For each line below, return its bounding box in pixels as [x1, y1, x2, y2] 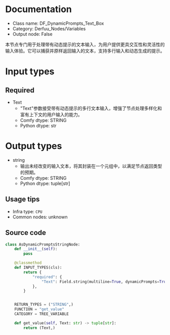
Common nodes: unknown [12, 214, 68, 220]
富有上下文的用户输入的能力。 [20, 111, 82, 117]
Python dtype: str [20, 122, 57, 128]
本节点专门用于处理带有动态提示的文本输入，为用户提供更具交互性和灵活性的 [5, 41, 165, 47]
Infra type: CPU [12, 208, 42, 214]
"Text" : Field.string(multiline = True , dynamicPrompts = [41, 279, 159, 284]
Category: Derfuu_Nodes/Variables [12, 25, 86, 31]
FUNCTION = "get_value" [14, 307, 65, 312]
